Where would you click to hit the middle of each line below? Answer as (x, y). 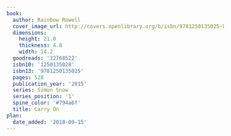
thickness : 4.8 (41, 45)
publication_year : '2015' (50, 84)
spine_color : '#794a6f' (47, 103)
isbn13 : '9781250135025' (48, 71)
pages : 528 (28, 77)
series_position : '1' (44, 97)
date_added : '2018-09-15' (50, 122)
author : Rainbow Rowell (47, 20)
